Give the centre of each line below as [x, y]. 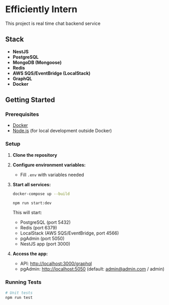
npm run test [19, 297]
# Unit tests [19, 293]
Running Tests [23, 282]
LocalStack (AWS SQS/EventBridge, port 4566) [70, 233]
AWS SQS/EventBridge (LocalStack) [52, 73]
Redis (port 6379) [39, 228]
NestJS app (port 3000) [45, 244]
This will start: [27, 213]
